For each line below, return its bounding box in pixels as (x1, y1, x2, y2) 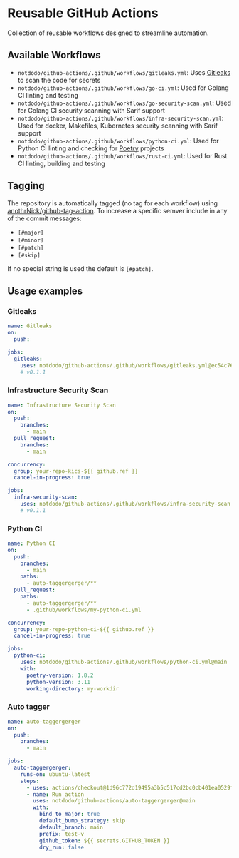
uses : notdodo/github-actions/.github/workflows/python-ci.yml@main (20, 658, 228, 666)
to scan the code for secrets (17, 76, 101, 84)
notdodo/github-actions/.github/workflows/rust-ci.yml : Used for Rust (17, 151, 228, 160)
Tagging (7, 180, 45, 192)
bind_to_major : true (38, 811, 100, 818)
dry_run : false (38, 844, 84, 851)
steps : (20, 777, 40, 785)
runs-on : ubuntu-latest (20, 770, 91, 778)
